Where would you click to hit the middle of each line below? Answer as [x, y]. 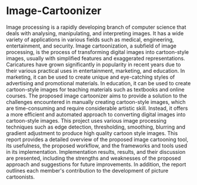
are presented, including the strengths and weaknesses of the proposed [94, 158]
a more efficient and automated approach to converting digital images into [96, 114]
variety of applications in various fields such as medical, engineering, [90, 39]
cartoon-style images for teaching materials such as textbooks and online [95, 89]
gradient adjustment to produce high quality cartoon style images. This [92, 133]
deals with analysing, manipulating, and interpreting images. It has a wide [95, 33]
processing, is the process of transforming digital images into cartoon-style [98, 52]
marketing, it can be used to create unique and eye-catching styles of [91, 77]
